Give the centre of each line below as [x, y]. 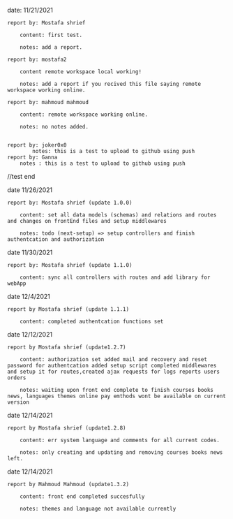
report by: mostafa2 [37, 59]
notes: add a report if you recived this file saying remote [110, 84]
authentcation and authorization [56, 240]
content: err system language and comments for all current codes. [120, 440]
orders [17, 378]
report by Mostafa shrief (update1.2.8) [67, 428]
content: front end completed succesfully [82, 497]
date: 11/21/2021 [30, 10]
